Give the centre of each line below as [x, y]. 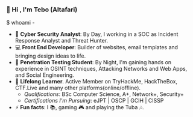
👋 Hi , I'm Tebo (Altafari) [42, 10]
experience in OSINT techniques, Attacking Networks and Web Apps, [101, 69]
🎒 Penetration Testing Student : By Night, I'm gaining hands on [93, 62]
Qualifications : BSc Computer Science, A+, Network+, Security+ [104, 94]
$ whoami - [21, 23]
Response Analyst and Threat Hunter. [62, 41]
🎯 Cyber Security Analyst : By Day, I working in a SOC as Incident [96, 34]
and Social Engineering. [44, 75]
